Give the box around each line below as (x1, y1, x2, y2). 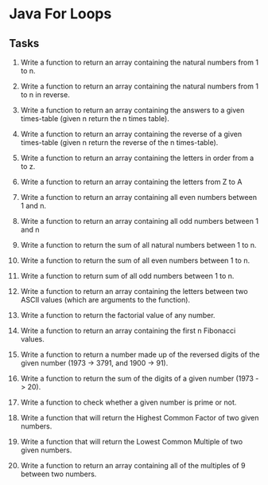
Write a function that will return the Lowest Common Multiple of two (20, 437, 243, 446)
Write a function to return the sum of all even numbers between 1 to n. (20, 256, 250, 265)
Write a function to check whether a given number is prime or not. (20, 397, 237, 407)
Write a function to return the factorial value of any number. (20, 311, 216, 319)
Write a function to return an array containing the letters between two (20, 287, 249, 295)
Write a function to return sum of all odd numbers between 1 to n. (20, 272, 235, 280)
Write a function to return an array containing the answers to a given (20, 105, 245, 115)
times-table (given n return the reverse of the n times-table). (20, 138, 219, 147)
